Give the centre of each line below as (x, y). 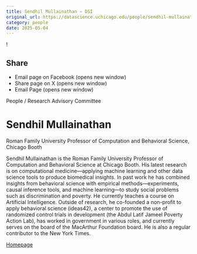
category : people (27, 22)
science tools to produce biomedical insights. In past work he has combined (98, 177)
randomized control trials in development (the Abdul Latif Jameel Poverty (94, 214)
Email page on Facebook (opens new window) (70, 77)
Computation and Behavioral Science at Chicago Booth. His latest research (96, 165)
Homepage (20, 245)
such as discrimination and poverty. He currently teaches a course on (90, 196)
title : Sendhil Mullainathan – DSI (50, 11)
